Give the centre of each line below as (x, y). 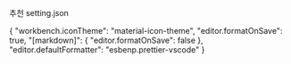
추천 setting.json (39, 13)
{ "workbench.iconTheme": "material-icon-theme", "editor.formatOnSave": (146, 31)
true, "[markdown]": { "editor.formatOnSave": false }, (106, 40)
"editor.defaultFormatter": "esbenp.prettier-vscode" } (107, 50)
